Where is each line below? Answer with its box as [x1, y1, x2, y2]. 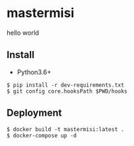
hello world [6, 28, 40, 37]
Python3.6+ [16, 67, 52, 76]
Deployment [6, 107, 62, 119]
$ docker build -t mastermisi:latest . [6, 125, 125, 133]
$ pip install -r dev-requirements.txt [6, 82, 125, 89]
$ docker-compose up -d [6, 132, 77, 139]
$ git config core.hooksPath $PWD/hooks [6, 87, 128, 95]
